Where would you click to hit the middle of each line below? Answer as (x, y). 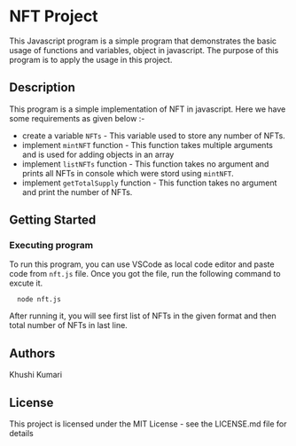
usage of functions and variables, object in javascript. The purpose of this (144, 50)
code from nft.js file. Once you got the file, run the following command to (145, 274)
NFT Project (54, 16)
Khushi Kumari (36, 375)
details (21, 434)
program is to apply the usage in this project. (91, 59)
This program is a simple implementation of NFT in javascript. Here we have (148, 109)
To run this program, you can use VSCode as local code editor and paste (142, 264)
